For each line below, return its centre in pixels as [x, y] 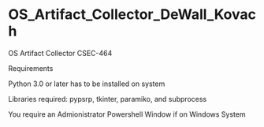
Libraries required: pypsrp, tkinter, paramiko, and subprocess [108, 99]
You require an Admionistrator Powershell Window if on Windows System [127, 114]
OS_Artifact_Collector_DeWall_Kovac [132, 15]
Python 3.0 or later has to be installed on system [87, 84]
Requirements [31, 68]
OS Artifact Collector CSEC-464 [60, 53]
